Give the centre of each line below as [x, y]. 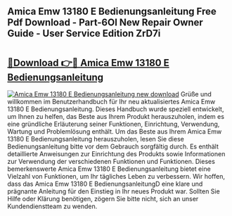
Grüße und [196, 94]
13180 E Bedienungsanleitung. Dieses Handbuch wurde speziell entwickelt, [116, 109]
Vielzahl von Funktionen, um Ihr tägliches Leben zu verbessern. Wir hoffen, [116, 176]
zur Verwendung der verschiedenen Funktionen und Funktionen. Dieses [111, 161]
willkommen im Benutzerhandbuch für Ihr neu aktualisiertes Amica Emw [111, 102]
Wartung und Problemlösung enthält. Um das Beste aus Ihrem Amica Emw [115, 132]
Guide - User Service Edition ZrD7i [84, 33]
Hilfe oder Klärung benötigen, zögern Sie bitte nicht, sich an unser [103, 199]
